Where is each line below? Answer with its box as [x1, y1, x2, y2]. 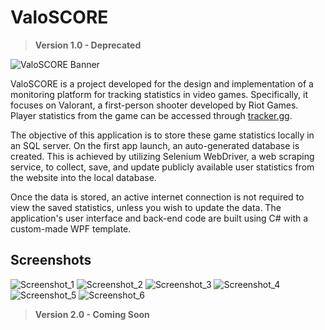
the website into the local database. [10, 171, 157, 183]
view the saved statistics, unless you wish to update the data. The [10, 201, 282, 213]
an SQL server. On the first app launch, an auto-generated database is [10, 139, 300, 151]
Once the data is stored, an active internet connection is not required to [10, 191, 305, 203]
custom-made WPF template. [10, 222, 132, 235]
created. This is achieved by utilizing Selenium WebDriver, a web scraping [10, 150, 315, 162]
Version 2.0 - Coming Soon [34, 308, 150, 320]
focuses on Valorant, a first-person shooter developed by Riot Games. [10, 99, 299, 111]
